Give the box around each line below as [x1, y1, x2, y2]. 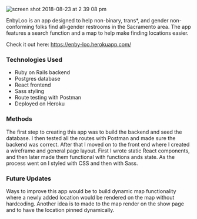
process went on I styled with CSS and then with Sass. [6, 160, 138, 167]
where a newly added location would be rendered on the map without [6, 194, 175, 201]
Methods [6, 115, 32, 123]
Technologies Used [6, 55, 63, 64]
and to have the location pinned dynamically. [6, 206, 115, 213]
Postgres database [14, 75, 61, 82]
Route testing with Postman [14, 94, 81, 101]
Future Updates [6, 174, 52, 182]
